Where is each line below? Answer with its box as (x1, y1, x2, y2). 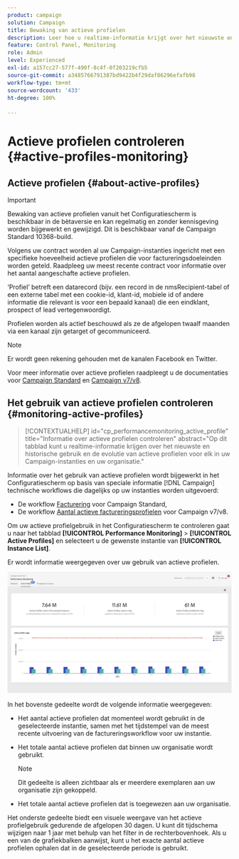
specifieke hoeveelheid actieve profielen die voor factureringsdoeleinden (7, 254, 222, 263)
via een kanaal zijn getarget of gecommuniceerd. (7, 327, 151, 335)
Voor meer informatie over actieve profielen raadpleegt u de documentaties (7, 368, 229, 377)
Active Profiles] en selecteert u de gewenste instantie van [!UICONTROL (7, 536, 222, 545)
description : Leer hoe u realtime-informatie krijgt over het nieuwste (7, 34, 224, 41)
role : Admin (7, 49, 43, 56)
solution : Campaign (7, 19, 65, 26)
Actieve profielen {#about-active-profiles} (7, 177, 201, 189)
